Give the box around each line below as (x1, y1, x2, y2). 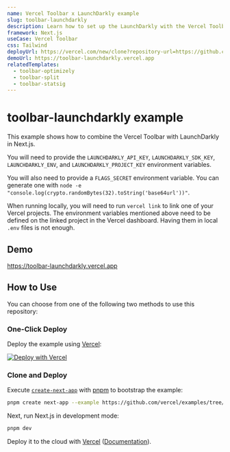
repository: (7, 307, 38, 315)
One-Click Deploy (7, 324, 68, 334)
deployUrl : (7, 49, 38, 56)
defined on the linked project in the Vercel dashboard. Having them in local (7, 216, 218, 225)
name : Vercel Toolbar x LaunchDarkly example (7, 10, 139, 17)
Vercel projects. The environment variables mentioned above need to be (7, 209, 211, 217)
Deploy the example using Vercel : (7, 340, 102, 348)
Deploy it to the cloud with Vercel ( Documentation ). (7, 438, 152, 446)
